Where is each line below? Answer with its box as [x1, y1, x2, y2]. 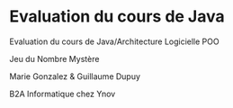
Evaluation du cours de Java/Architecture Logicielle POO [9, 36, 220, 47]
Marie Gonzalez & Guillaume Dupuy [9, 70, 141, 82]
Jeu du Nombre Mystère [9, 53, 100, 64]
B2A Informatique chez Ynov [9, 88, 116, 99]
